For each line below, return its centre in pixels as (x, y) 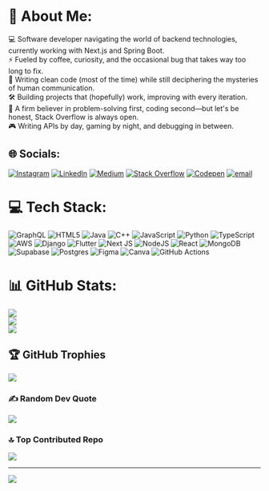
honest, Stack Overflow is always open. (73, 117)
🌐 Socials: (34, 154)
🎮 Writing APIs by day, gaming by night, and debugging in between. (121, 126)
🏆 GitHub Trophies (57, 355)
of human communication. (51, 88)
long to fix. (26, 70)
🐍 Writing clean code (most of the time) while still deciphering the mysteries (133, 79)
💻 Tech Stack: (58, 207)
